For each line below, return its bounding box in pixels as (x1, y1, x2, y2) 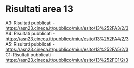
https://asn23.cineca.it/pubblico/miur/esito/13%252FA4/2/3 (5, 36, 129, 42)
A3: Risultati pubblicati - (5, 20, 55, 26)
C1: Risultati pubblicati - (5, 51, 54, 58)
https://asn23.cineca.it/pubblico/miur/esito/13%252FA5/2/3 (5, 46, 129, 52)
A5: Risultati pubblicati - (5, 41, 55, 47)
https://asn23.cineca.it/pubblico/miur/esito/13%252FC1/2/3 (5, 57, 128, 63)
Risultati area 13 (5, 3, 74, 15)
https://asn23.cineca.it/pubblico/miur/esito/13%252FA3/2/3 (5, 25, 129, 31)
